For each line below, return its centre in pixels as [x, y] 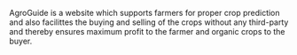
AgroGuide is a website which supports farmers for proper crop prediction [145, 13]
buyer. [21, 41]
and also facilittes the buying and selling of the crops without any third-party [149, 22]
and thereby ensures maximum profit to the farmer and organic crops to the [147, 31]
